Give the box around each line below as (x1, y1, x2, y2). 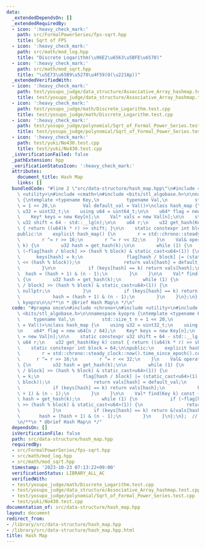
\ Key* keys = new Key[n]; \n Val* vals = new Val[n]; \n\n (17, 214, 184, 220)
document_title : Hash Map (17, 174, 84, 181)
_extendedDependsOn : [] (12, 15, 72, 21)
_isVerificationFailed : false (12, 151, 88, 157)
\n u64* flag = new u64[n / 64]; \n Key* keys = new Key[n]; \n (17, 328, 195, 334)
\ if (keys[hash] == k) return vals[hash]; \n (17, 385, 165, 391)
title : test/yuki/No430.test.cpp (17, 145, 103, 152)
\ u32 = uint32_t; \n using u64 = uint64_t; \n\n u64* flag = (17, 208, 190, 214)
